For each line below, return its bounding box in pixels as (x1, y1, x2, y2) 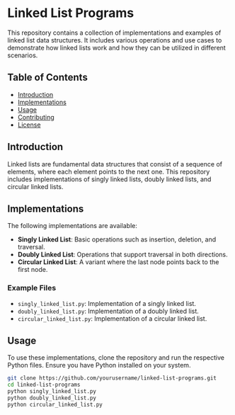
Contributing (17, 113, 55, 121)
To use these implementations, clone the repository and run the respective (7, 353, 225, 362)
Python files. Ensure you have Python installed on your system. (7, 361, 191, 370)
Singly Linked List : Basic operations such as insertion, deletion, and (17, 235, 217, 244)
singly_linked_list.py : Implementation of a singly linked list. (17, 299, 197, 307)
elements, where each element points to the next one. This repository (7, 167, 210, 176)
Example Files (7, 283, 57, 293)
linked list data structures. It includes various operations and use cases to (7, 35, 222, 44)
